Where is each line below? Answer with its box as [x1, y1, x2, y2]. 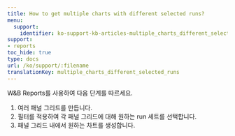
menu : [7, 17, 23, 24]
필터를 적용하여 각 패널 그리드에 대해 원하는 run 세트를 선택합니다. [17, 112, 197, 121]
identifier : [20, 29, 55, 37]
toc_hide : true [7, 50, 52, 56]
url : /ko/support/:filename [7, 62, 90, 69]
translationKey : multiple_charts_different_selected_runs [7, 68, 180, 75]
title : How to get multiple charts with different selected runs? [7, 10, 205, 17]
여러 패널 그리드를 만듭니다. [17, 103, 93, 112]
